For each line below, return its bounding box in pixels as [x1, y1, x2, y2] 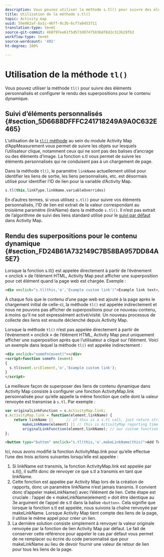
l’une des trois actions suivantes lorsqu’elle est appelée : [5, 454, 119, 460]
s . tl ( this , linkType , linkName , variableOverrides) [5, 188, 106, 193]
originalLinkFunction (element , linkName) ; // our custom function [22, 426, 159, 431]
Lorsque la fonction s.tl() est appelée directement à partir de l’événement [5, 267, 152, 274]
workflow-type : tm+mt [5, 35, 49, 40]
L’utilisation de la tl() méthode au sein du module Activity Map [5, 138, 132, 144]
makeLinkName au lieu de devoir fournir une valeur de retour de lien [12, 541, 149, 547]
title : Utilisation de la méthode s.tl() [5, 12, 91, 17]
